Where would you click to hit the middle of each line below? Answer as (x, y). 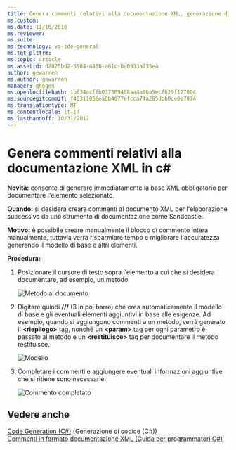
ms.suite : (22, 40)
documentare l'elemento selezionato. (61, 195)
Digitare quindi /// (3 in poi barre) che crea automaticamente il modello (120, 307)
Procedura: (24, 258)
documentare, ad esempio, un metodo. (73, 279)
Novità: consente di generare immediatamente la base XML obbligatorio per (118, 188)
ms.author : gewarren (38, 79)
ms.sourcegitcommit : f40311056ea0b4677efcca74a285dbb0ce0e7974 (102, 99)
